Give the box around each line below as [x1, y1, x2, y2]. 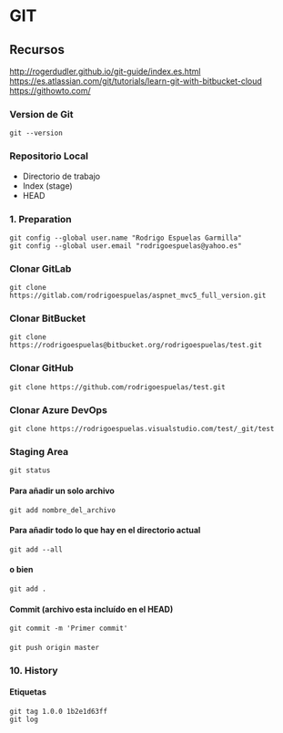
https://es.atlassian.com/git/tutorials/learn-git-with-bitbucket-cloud [9, 76, 262, 87]
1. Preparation [9, 212, 73, 225]
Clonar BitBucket [9, 312, 86, 325]
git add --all [9, 544, 64, 554]
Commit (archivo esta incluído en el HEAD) [9, 604, 174, 614]
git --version [9, 129, 64, 138]
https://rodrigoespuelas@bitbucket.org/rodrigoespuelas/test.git [9, 341, 262, 350]
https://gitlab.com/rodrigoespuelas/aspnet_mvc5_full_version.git [9, 291, 267, 301]
